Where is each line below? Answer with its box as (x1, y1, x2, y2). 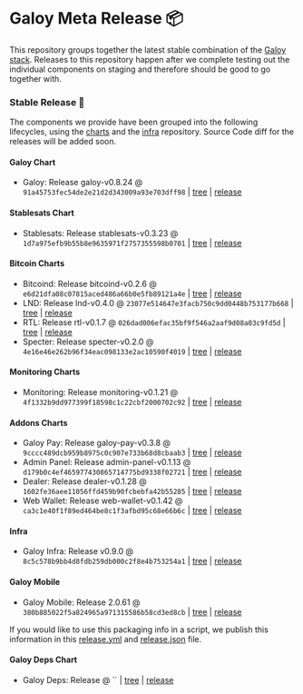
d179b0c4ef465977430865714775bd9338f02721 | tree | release (22, 466, 242, 478)
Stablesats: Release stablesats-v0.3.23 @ (22, 227, 179, 238)
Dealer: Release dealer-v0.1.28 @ (22, 476, 147, 487)
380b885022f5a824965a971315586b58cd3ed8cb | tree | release (22, 606, 242, 617)
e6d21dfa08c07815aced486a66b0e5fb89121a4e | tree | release (22, 288, 242, 299)
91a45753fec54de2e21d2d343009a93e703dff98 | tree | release (22, 186, 242, 197)
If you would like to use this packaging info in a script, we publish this (9, 624, 269, 635)
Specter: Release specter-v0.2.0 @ (22, 336, 154, 347)
